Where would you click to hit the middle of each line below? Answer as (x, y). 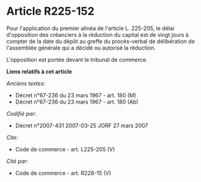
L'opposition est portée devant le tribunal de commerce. (77, 59)
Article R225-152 (51, 11)
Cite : (12, 137)
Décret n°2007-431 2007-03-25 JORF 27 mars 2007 (82, 125)
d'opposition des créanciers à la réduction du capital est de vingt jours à (97, 34)
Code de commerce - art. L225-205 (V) (65, 149)
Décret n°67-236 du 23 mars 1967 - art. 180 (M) (76, 95)
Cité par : (17, 161)
